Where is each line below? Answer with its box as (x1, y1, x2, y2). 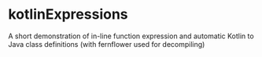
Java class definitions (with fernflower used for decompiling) (8, 39, 205, 48)
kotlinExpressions (8, 5, 128, 23)
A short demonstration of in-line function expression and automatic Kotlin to (8, 31, 254, 41)
